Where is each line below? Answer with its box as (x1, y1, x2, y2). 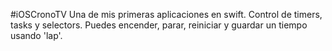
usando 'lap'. (10, 30, 63, 41)
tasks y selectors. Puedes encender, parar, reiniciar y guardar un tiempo (10, 19, 308, 31)
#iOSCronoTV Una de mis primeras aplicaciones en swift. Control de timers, (10, 9, 323, 20)
